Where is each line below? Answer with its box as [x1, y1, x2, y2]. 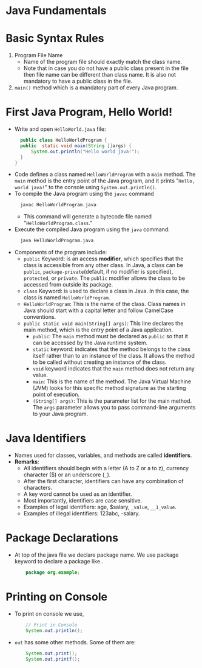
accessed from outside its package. [23, 281, 113, 288]
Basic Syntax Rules [5, 32, 104, 46]
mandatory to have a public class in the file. [23, 77, 133, 85]
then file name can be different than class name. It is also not [23, 71, 177, 78]
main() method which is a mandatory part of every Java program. [14, 84, 178, 91]
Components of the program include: [14, 249, 107, 256]
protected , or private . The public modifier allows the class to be [23, 274, 186, 282]
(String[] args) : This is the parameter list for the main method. [32, 397, 192, 405]
